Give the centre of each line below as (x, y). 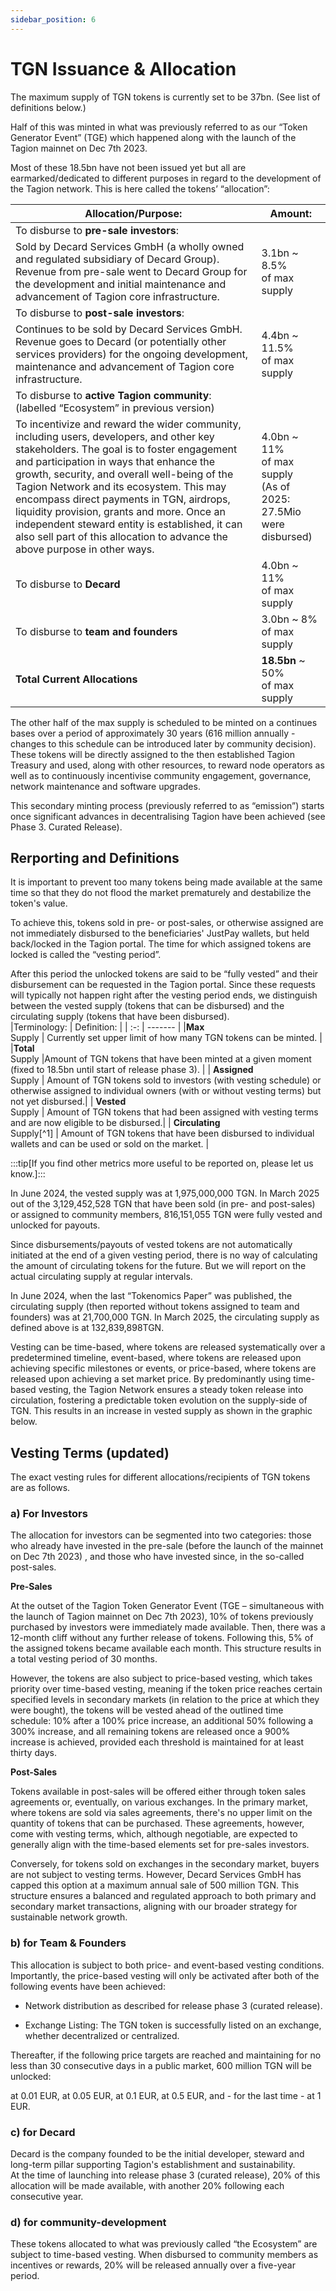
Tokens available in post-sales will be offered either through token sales (158, 1792)
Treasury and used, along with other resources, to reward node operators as (167, 765)
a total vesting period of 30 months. (84, 1659)
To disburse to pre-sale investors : (97, 230)
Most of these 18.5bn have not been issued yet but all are (128, 167)
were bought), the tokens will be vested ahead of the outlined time (147, 1710)
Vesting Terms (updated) (90, 1452)
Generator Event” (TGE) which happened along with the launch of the (153, 137)
